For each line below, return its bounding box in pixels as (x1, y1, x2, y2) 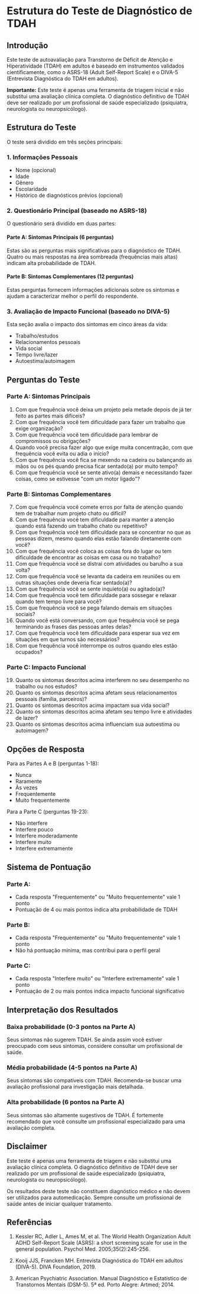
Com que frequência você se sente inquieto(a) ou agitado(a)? (15, 585, 165, 592)
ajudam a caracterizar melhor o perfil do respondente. (6, 292, 138, 299)
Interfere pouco (15, 826, 54, 833)
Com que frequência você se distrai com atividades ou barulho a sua (15, 560, 183, 568)
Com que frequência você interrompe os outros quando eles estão (15, 642, 178, 649)
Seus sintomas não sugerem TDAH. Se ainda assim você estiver (6, 1036, 162, 1043)
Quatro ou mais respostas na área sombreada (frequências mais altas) (6, 253, 178, 260)
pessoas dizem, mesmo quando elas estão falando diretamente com (15, 535, 182, 542)
